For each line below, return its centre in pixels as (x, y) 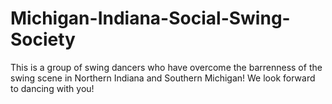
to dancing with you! (52, 88)
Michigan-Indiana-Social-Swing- (150, 18)
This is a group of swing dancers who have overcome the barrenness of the (166, 67)
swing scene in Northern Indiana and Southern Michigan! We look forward (163, 78)
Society (43, 39)
